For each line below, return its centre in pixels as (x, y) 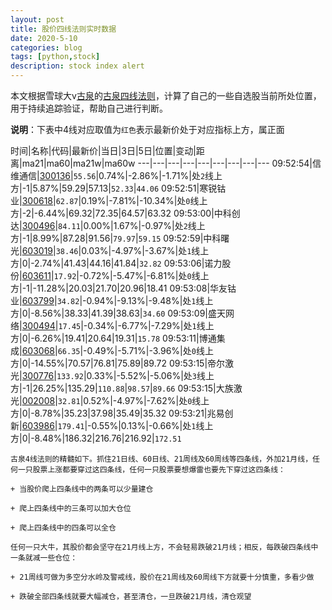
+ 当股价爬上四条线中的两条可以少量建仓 (82, 489)
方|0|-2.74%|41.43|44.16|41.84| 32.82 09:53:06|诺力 (116, 263)
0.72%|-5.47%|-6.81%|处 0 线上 (146, 275)
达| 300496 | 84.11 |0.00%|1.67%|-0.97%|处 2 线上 (108, 225)
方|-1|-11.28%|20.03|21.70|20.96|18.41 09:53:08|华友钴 (123, 288)
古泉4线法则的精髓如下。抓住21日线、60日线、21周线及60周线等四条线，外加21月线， (161, 459)
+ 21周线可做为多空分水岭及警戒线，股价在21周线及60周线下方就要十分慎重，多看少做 (162, 577)
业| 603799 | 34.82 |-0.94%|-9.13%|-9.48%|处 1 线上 (112, 300)
